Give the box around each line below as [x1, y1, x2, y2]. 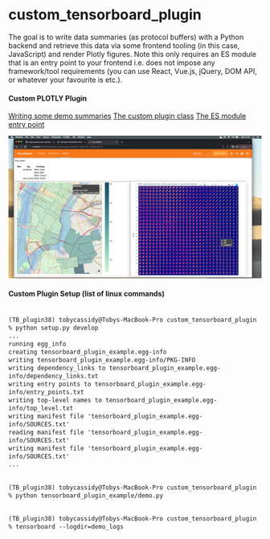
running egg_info [8, 340, 67, 348]
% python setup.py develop [8, 324, 99, 332]
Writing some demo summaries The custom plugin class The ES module [8, 111, 247, 121]
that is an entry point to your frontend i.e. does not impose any [8, 58, 215, 67]
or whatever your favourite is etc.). [8, 75, 123, 84]
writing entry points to [8, 380, 92, 388]
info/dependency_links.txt [8, 372, 99, 380]
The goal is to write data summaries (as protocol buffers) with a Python [8, 32, 244, 42]
